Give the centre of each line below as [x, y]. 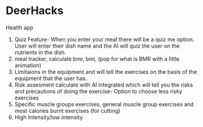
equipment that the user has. [51, 78]
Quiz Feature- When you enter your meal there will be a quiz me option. [104, 39]
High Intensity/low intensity [49, 117]
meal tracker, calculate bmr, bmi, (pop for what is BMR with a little [97, 59]
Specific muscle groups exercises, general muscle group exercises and [104, 104]
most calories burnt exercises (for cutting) [67, 111]
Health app [20, 27]
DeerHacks [34, 11]
